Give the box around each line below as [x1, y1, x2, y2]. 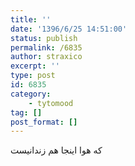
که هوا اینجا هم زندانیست [10, 144, 103, 156]
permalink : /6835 [10, 42, 83, 53]
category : [10, 89, 52, 99]
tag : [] [10, 107, 43, 118]
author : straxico [10, 52, 83, 62]
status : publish [10, 33, 78, 43]
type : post [10, 71, 56, 81]
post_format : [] [10, 117, 78, 127]
